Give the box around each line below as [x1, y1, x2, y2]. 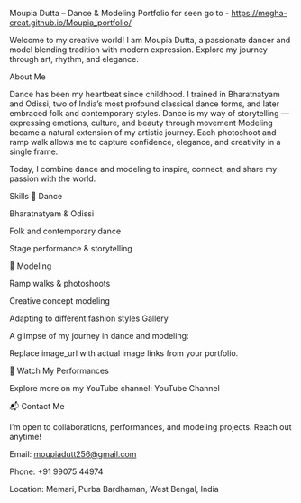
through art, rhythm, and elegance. [9, 54, 140, 64]
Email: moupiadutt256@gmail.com [9, 449, 137, 459]
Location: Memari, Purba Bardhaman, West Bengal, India [9, 484, 219, 494]
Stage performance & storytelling [9, 243, 132, 253]
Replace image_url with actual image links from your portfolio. [9, 348, 239, 359]
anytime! [9, 432, 42, 442]
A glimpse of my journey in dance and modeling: [9, 331, 189, 341]
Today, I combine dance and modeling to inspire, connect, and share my [9, 164, 278, 174]
